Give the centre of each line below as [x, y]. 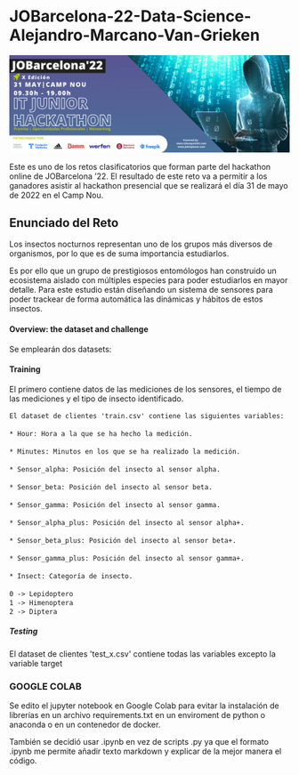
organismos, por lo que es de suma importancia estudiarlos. [119, 254]
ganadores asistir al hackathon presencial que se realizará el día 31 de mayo [149, 185]
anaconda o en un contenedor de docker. [85, 725]
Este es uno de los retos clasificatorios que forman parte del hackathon [140, 166]
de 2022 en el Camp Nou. [57, 195]
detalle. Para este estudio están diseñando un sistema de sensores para [141, 290]
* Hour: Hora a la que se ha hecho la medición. [101, 433]
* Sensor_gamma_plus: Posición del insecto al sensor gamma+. [127, 558]
